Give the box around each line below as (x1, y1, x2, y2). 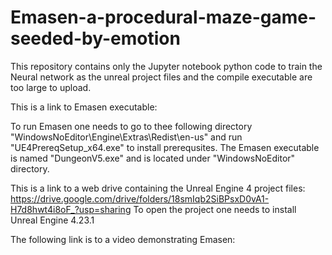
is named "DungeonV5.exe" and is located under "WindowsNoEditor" (10, 152, 296, 164)
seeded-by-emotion (10, 27, 181, 50)
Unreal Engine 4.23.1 (10, 214, 95, 226)
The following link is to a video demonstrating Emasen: (10, 233, 236, 245)
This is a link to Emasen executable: (10, 101, 158, 113)
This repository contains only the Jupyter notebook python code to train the (10, 60, 323, 72)
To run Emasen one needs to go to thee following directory (10, 120, 253, 132)
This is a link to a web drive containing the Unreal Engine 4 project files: (10, 182, 306, 194)
